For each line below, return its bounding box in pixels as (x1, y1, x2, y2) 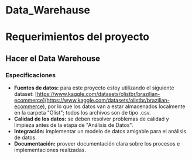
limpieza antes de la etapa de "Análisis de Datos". (13, 122, 133, 129)
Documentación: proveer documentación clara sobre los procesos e (13, 140, 180, 147)
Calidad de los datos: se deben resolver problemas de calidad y (13, 115, 169, 123)
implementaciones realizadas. (13, 147, 86, 154)
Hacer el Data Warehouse (5, 53, 101, 63)
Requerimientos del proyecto (5, 30, 150, 44)
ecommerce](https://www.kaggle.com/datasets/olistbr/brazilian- (13, 97, 170, 104)
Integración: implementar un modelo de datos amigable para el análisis (13, 128, 187, 135)
